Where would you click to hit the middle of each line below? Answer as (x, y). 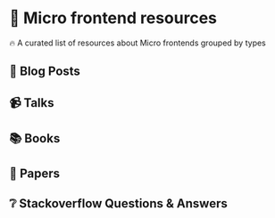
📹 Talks (32, 103)
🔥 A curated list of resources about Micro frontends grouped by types (137, 43)
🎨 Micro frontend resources (113, 18)
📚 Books (35, 138)
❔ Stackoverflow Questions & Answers (118, 203)
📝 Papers (35, 173)
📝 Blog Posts (45, 72)
